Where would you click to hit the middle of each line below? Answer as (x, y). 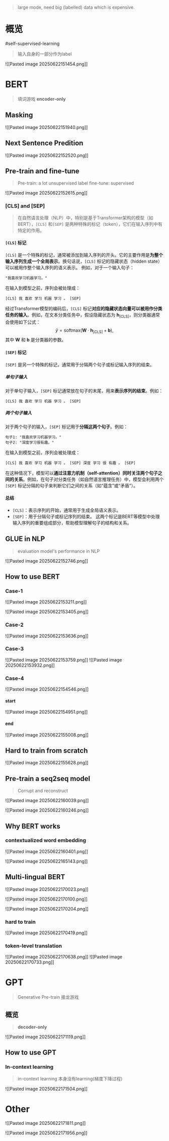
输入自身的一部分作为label (45, 54)
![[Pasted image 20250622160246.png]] (47, 810)
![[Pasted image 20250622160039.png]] (47, 801)
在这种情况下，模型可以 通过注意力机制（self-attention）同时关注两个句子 (82, 473)
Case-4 (15, 678)
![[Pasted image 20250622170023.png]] (47, 889)
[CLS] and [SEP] (25, 206)
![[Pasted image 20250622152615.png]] (47, 193)
